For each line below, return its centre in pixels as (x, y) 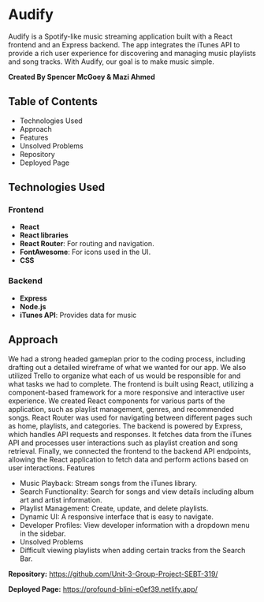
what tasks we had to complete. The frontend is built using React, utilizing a (131, 383)
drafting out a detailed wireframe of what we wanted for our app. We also (127, 367)
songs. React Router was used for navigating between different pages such (130, 417)
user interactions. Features (52, 468)
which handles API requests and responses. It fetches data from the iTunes (130, 434)
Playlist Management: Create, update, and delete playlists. (114, 508)
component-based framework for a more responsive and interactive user (126, 392)
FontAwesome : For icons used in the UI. (85, 252)
